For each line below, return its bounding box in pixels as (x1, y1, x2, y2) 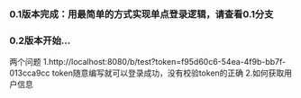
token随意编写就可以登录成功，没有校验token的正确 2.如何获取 (51, 67, 285, 78)
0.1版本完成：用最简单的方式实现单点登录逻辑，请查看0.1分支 (9, 7, 274, 20)
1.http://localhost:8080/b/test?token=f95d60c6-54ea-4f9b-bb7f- (42, 57, 287, 67)
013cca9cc (9, 67, 50, 78)
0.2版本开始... (9, 34, 71, 47)
